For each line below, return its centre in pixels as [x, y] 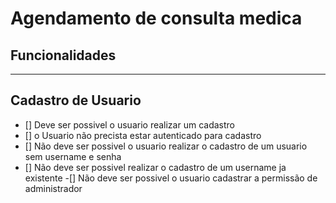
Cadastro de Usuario [76, 100]
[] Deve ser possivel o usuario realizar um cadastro [129, 124]
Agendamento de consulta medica [156, 18]
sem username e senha [73, 156]
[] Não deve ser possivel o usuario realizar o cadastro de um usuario [166, 146]
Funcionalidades [63, 55]
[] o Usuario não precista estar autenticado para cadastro [143, 135]
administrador [53, 188]
